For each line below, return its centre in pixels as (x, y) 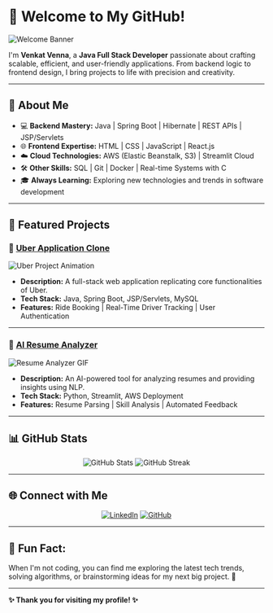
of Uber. (34, 290)
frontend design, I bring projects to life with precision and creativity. (122, 72)
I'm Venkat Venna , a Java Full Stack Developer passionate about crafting (132, 55)
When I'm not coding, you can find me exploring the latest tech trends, (127, 568)
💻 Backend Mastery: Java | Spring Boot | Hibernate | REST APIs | (131, 125)
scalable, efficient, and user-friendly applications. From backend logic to (130, 63)
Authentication (45, 316)
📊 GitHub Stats (48, 439)
